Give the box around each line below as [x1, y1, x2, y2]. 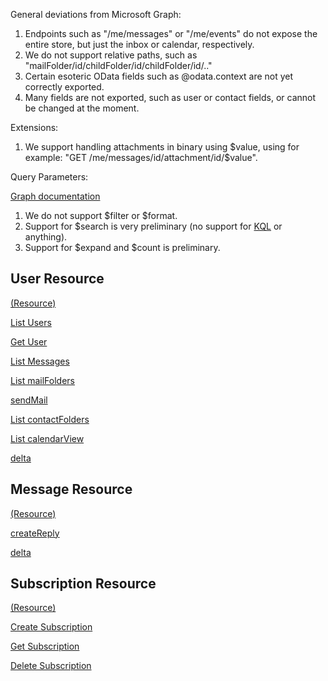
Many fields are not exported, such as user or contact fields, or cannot [24, 92, 317, 103]
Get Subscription [10, 640, 80, 653]
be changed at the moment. [24, 102, 140, 114]
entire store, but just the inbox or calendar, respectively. [24, 39, 255, 50]
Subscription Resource [10, 575, 157, 593]
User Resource [10, 270, 105, 288]
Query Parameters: [10, 171, 89, 183]
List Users [10, 316, 52, 328]
